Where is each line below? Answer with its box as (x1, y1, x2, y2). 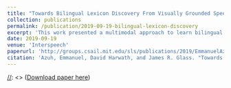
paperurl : (7, 48, 36, 55)
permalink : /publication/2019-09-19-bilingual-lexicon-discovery (7, 23, 198, 29)
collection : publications (7, 16, 81, 23)
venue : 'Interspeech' (7, 42, 69, 48)
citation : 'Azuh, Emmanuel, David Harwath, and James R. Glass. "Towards (7, 55, 223, 61)
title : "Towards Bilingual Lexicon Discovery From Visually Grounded (7, 10, 211, 17)
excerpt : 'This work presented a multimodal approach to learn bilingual (7, 29, 223, 36)
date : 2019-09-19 (7, 35, 57, 42)
